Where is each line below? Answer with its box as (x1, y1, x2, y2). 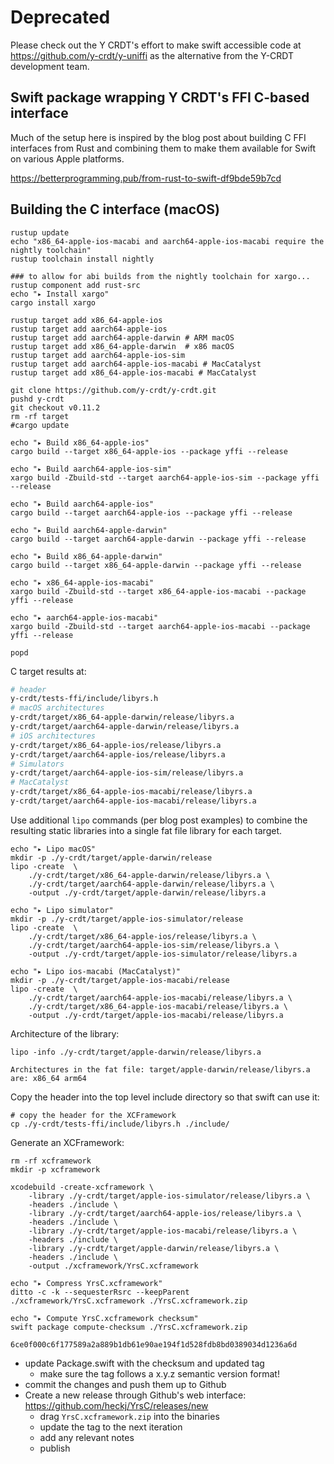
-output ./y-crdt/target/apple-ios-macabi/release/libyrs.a (28, 1010, 284, 1020)
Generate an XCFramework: (10, 1136, 125, 1148)
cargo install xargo (10, 297, 97, 308)
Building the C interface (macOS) (10, 201, 220, 218)
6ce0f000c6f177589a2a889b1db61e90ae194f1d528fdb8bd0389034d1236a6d (10, 1339, 298, 1350)
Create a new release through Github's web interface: (24, 1389, 247, 1401)
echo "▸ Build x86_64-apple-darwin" (10, 551, 163, 561)
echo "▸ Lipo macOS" (10, 844, 97, 854)
